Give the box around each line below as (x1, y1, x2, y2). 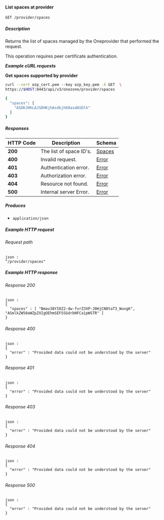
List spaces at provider (5, 4, 54, 10)
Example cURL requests (5, 63, 56, 69)
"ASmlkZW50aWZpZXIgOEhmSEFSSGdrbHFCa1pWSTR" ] (5, 310, 104, 316)
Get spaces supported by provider (5, 72, 78, 78)
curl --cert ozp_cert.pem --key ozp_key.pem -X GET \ (5, 82, 122, 87)
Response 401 (5, 365, 34, 371)
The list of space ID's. (40, 148, 91, 155)
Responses (5, 125, 29, 131)
